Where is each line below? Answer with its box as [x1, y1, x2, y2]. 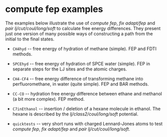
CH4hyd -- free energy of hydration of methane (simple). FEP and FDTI [12, 45, 157, 51]
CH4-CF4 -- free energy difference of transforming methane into [12, 75, 143, 81]
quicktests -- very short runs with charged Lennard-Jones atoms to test [12, 120, 163, 126]
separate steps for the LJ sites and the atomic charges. [12, 66, 127, 72]
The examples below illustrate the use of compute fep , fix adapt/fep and [5, 20, 155, 26]
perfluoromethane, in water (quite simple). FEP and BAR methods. [12, 81, 149, 87]
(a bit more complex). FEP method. [12, 96, 85, 102]
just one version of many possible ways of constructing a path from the [5, 30, 153, 36]
